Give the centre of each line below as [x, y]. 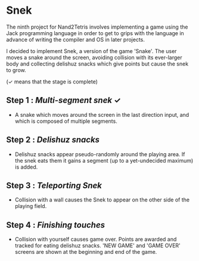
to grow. [16, 70]
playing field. [31, 206]
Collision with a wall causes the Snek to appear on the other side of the [102, 200]
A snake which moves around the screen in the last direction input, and [102, 114]
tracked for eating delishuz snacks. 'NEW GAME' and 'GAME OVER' [97, 246]
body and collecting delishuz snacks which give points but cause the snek [97, 64]
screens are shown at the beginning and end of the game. [86, 252]
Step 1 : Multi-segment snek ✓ [63, 100]
